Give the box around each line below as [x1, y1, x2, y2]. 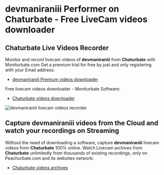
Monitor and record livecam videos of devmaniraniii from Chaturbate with [5, 57, 156, 62]
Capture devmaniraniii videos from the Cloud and [5, 119, 159, 128]
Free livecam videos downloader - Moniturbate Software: [5, 86, 120, 91]
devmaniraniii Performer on [5, 3, 119, 15]
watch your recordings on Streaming [5, 127, 119, 135]
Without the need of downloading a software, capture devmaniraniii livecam [5, 139, 160, 145]
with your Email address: [5, 67, 55, 73]
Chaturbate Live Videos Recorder [5, 44, 109, 52]
